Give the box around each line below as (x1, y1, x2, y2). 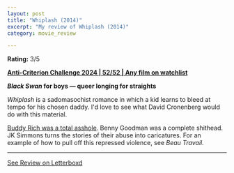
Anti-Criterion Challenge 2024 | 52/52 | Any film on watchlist (7, 68, 188, 77)
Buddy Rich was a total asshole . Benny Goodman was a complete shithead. (7, 123, 224, 133)
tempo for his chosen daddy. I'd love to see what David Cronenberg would (7, 103, 221, 112)
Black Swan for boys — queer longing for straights (7, 82, 157, 91)
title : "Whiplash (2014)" (7, 17, 82, 24)
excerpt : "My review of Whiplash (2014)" (7, 23, 130, 30)
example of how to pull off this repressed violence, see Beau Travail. (7, 139, 204, 147)
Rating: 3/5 (7, 55, 40, 63)
